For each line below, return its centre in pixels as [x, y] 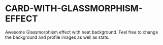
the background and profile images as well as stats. [57, 37]
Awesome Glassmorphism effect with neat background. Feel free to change [82, 32]
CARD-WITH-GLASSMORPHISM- [74, 8]
